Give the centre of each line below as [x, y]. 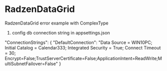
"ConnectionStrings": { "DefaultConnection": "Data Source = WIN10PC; [78, 42]
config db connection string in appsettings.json [61, 32]
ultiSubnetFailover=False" [31, 63]
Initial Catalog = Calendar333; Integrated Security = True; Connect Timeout [83, 47]
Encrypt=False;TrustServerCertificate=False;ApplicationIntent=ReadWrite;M [83, 58]
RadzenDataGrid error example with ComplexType [57, 23]
